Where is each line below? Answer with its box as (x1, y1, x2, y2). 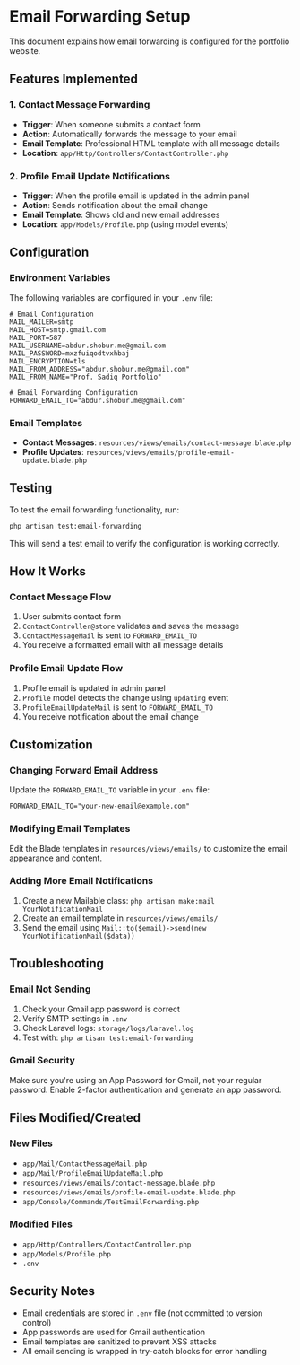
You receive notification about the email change (21, 711, 199, 722)
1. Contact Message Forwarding (9, 99, 150, 111)
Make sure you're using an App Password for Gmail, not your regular (9, 1074, 262, 1085)
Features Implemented (9, 72, 139, 87)
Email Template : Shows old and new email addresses (21, 209, 220, 220)
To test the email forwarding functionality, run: (9, 504, 180, 515)
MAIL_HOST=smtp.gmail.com (9, 325, 106, 334)
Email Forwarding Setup (9, 6, 191, 27)
